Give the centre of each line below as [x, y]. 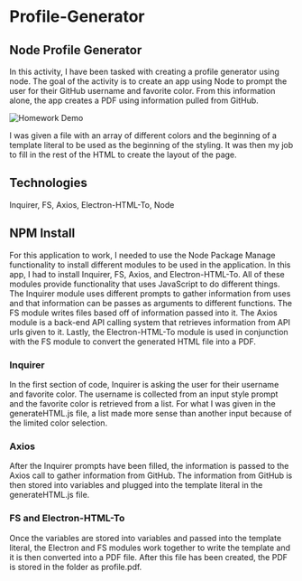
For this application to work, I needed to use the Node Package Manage [142, 255]
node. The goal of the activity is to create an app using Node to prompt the [148, 81]
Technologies [49, 183]
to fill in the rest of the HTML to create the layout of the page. [123, 155]
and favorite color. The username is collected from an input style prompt [144, 394]
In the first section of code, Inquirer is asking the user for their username [144, 384]
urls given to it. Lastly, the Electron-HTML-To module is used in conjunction [149, 332]
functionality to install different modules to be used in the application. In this [150, 265]
